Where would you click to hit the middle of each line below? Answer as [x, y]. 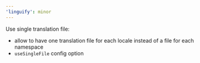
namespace [29, 47]
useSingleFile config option [49, 53]
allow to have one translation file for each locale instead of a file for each [104, 40]
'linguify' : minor [28, 12]
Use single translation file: [38, 29]
